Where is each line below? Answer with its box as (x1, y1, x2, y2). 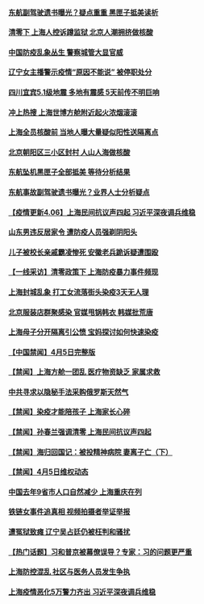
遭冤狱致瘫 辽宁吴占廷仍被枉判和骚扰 (8, 527, 131, 537)
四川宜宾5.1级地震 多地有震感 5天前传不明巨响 (8, 87, 160, 97)
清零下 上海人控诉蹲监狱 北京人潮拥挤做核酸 (8, 27, 153, 37)
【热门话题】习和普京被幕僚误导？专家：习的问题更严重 (8, 547, 192, 556)
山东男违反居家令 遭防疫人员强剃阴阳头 (8, 227, 138, 237)
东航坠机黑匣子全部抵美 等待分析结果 (8, 167, 131, 177)
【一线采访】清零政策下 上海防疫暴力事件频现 (8, 267, 159, 277)
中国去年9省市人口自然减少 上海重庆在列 (8, 487, 143, 497)
